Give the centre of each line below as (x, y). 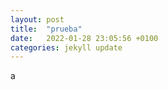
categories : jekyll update (66, 47)
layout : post (37, 19)
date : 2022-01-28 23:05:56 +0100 (84, 38)
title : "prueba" (46, 29)
